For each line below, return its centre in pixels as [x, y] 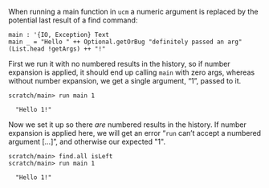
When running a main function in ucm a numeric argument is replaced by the [133, 12]
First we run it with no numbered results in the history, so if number [119, 64]
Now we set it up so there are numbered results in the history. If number [128, 125]
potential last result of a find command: [73, 20]
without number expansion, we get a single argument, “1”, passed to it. [125, 81]
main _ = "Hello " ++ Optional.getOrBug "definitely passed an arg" [125, 42]
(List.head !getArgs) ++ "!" [57, 49]
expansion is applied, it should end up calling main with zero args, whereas [132, 72]
